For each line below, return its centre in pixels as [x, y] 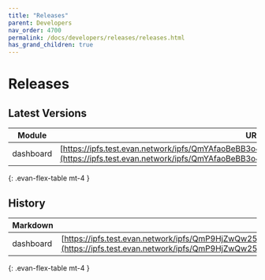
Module [32, 135]
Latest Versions [48, 113]
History [27, 203]
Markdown [33, 225]
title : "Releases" [38, 15]
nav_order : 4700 [35, 30]
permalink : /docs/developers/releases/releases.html [97, 38]
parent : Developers [40, 23]
